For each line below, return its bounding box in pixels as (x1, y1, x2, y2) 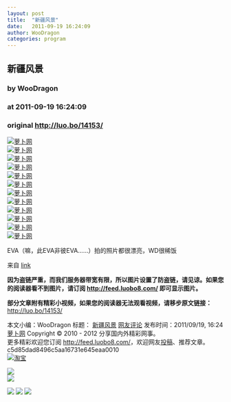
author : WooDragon (7, 29, 60, 36)
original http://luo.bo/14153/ (7, 121, 103, 131)
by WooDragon (7, 84, 58, 93)
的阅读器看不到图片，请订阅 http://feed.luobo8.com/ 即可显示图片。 (7, 284, 202, 292)
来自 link (7, 260, 31, 269)
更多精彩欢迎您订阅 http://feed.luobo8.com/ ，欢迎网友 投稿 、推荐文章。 (7, 337, 209, 346)
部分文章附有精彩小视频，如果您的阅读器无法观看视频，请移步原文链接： (7, 298, 212, 306)
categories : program (7, 36, 67, 43)
